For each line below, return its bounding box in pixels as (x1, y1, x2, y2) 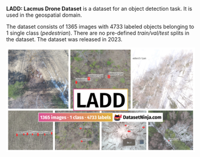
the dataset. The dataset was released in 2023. (6, 36, 123, 43)
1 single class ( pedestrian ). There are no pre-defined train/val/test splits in (6, 29, 190, 37)
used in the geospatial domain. (6, 11, 82, 19)
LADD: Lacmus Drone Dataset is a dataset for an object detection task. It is (6, 5, 193, 12)
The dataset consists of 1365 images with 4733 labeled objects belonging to (6, 23, 195, 30)
